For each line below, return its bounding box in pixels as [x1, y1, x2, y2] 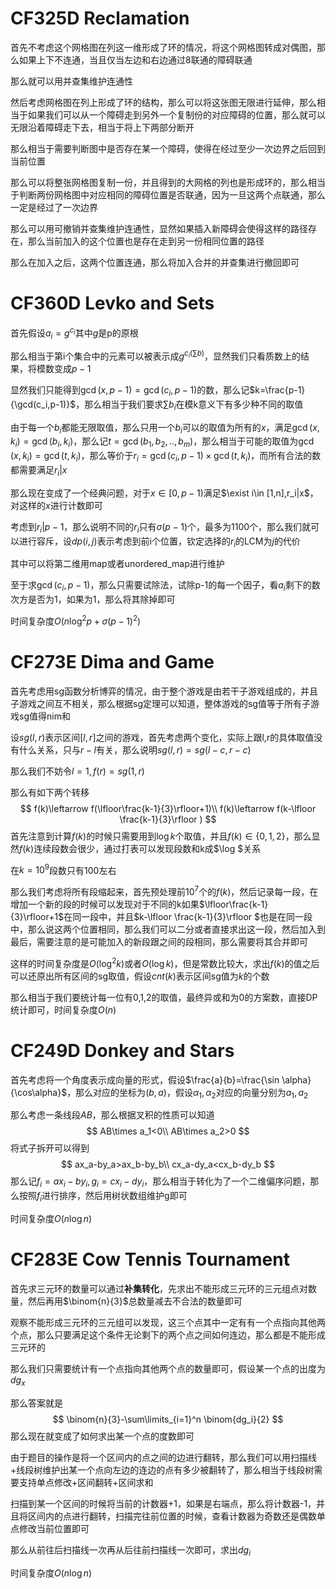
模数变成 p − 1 [36, 362, 92, 374]
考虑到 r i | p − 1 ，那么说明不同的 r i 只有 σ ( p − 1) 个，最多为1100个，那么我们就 [10, 520, 312, 535]
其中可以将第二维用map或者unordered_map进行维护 [10, 558, 225, 570]
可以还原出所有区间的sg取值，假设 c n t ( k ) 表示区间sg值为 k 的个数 [10, 970, 270, 982]
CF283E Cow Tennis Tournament [10, 1248, 290, 1271]
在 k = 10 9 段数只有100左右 [10, 862, 117, 876]
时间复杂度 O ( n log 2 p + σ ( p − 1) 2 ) [10, 613, 142, 627]
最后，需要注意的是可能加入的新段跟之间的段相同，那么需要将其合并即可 [10, 936, 308, 948]
